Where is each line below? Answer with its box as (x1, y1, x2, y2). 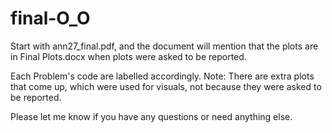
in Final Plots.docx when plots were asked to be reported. (10, 50, 247, 62)
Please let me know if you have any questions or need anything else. (10, 110, 293, 122)
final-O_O (10, 7, 91, 30)
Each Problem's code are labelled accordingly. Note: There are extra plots (10, 70, 315, 82)
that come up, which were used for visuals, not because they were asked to (10, 80, 322, 92)
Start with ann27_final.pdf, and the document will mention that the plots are (10, 40, 319, 52)
